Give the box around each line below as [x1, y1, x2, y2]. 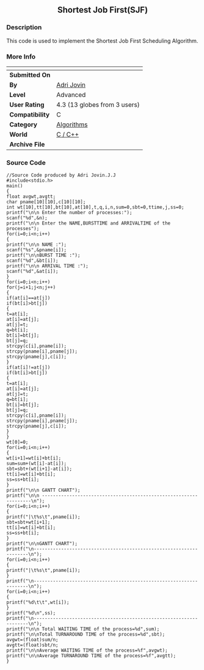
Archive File [9, 140, 45, 148]
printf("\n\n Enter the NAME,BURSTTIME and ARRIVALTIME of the [6, 220, 171, 226]
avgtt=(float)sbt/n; [6, 642, 59, 649]
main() [6, 183, 23, 189]
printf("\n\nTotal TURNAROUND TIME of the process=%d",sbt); [6, 632, 166, 638]
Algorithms [56, 120, 88, 129]
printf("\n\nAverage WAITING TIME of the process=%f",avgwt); [6, 647, 168, 654]
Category [9, 120, 38, 129]
